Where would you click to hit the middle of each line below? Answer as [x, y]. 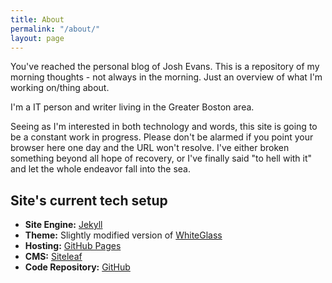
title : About [37, 19]
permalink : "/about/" [55, 29]
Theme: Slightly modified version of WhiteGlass [123, 235]
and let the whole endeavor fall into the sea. [100, 169]
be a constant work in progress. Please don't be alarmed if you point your [162, 137]
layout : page [37, 38]
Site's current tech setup [89, 200]
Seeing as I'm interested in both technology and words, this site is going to [164, 127]
